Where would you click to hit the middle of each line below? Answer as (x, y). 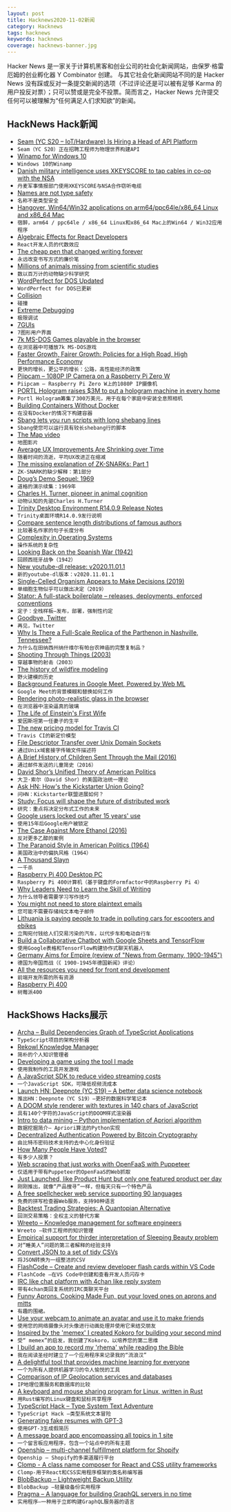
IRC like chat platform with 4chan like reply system (89, 1281)
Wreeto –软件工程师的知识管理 (55, 1231)
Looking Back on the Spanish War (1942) (75, 552)
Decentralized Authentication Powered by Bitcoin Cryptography (107, 1135)
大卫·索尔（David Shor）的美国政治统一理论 (73, 779)
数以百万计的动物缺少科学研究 (53, 274)
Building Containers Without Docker (68, 405)
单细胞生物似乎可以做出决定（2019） (62, 589)
